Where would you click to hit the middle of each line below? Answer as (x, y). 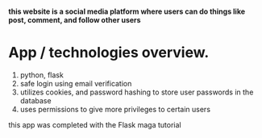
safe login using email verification (76, 83)
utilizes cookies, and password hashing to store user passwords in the (137, 92)
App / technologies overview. (109, 52)
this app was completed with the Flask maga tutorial (95, 124)
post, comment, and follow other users (75, 19)
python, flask (42, 75)
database (35, 100)
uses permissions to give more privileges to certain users (115, 109)
